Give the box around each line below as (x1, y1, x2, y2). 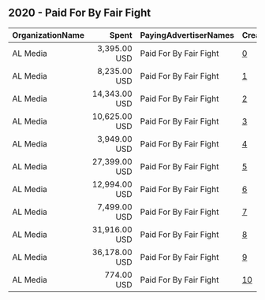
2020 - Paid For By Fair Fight (8, 6, 151, 20)
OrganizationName (12, 29, 85, 40)
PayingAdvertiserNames (140, 29, 235, 40)
